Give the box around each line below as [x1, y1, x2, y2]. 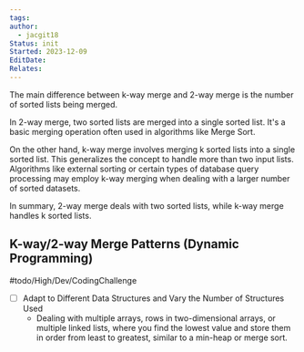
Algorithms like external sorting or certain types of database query [9, 163, 259, 174]
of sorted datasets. [9, 182, 81, 193]
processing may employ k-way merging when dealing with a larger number [9, 172, 290, 183]
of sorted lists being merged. [9, 98, 118, 109]
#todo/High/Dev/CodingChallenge [9, 274, 137, 285]
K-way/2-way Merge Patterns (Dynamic [9, 236, 239, 252]
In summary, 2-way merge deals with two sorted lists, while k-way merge [9, 200, 284, 211]
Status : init [9, 38, 59, 48]
